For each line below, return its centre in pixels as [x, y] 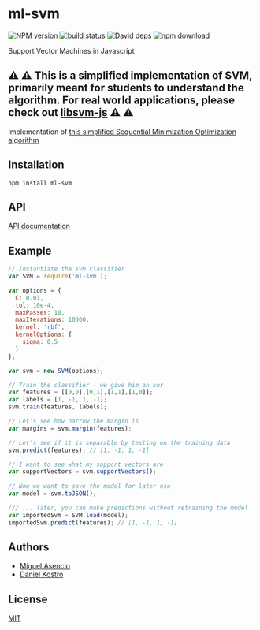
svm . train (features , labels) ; [58, 407]
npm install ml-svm [40, 183]
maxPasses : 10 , [40, 312]
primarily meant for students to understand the [126, 88]
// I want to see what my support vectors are [86, 464]
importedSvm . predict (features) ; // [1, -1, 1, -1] [93, 522]
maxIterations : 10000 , [52, 320]
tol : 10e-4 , [35, 305]
